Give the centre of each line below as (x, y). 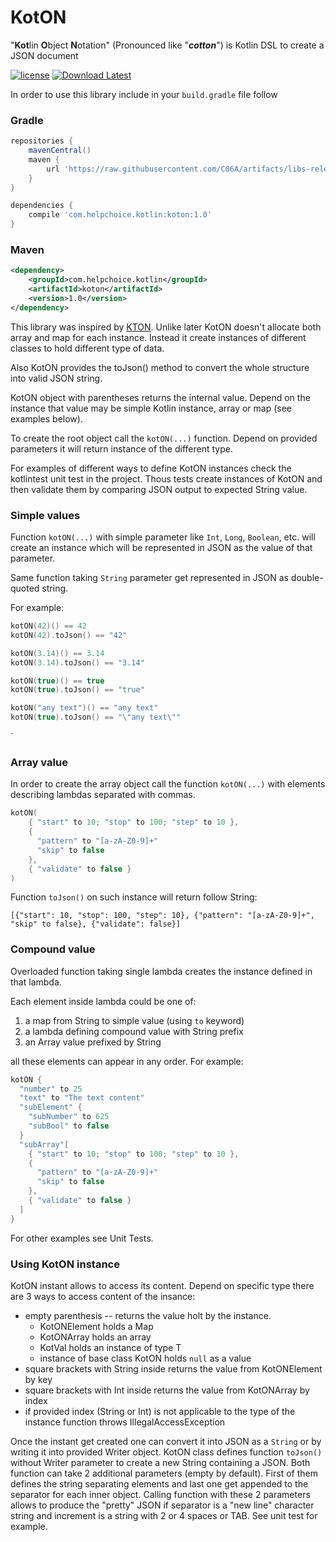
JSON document (44, 55)
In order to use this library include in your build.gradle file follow (144, 94)
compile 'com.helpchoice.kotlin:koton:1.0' (120, 215)
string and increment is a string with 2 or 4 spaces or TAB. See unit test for (164, 1515)
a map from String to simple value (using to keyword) (134, 1020)
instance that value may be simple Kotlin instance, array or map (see (151, 408)
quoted (25, 588)
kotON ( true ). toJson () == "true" (77, 690)
